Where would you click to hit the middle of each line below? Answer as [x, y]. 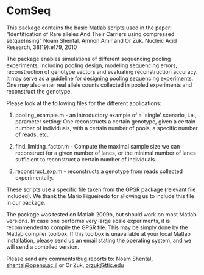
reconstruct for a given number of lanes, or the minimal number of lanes [105, 153]
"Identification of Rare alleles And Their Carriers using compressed [90, 34]
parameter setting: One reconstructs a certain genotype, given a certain [105, 121]
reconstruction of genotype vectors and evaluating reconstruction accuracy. [102, 71]
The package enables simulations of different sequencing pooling [89, 59]
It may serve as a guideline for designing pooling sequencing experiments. [100, 78]
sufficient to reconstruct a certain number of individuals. [86, 159]
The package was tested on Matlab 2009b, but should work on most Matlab [101, 214]
